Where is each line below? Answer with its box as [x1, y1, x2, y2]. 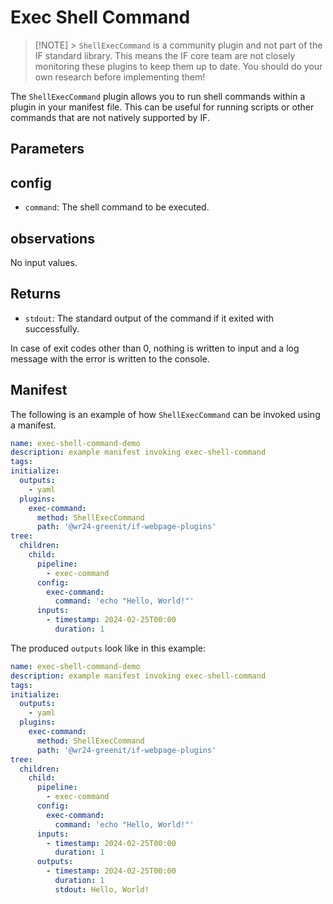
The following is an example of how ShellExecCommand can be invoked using [10, 408, 321, 420]
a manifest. [10, 419, 57, 431]
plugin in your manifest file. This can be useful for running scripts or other [10, 101, 315, 113]
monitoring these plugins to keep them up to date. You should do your [34, 60, 323, 72]
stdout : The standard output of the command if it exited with [24, 312, 275, 324]
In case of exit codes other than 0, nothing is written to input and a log [10, 342, 300, 354]
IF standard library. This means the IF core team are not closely [34, 49, 296, 61]
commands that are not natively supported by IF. [10, 111, 210, 123]
